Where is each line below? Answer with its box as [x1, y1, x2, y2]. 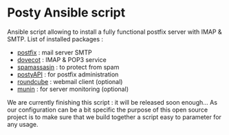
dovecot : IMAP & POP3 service [17, 55, 107, 63]
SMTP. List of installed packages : [7, 34, 104, 43]
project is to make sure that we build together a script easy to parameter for [7, 112, 222, 121]
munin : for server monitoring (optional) [17, 85, 129, 93]
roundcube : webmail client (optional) [17, 77, 123, 85]
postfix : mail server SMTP [17, 48, 92, 56]
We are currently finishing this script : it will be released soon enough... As [7, 98, 218, 106]
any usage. [7, 120, 39, 128]
